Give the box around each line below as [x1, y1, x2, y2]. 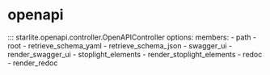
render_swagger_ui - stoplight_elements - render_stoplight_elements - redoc [7, 49, 263, 59]
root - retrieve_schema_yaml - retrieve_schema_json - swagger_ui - [7, 40, 232, 50]
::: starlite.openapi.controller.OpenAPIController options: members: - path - [7, 32, 256, 42]
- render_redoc [7, 58, 58, 68]
